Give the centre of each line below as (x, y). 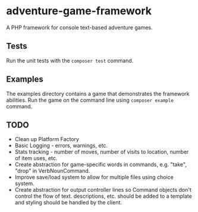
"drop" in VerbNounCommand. (52, 171)
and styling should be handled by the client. (68, 202)
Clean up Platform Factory (47, 139)
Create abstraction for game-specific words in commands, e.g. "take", (101, 164)
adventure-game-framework (79, 11)
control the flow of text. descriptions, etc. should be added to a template (103, 196)
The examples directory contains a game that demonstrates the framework (98, 93)
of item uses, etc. (36, 158)
